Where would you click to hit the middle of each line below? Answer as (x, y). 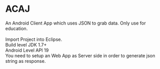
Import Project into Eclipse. (34, 39)
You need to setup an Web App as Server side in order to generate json (80, 55)
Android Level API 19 (27, 50)
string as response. (26, 61)
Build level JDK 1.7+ (26, 44)
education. (17, 28)
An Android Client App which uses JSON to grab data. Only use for (76, 23)
